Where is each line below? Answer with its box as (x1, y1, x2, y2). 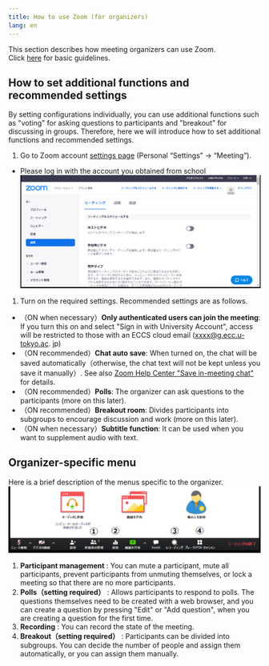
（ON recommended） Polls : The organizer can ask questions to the (19, 387, 244, 396)
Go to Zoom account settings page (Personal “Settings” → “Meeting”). (19, 150, 252, 160)
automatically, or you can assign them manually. (19, 648, 179, 658)
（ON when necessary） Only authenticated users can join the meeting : (19, 312, 261, 322)
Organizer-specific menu (8, 456, 137, 470)
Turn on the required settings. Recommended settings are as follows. (19, 296, 248, 306)
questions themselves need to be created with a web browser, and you (19, 596, 254, 606)
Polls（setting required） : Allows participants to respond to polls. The (19, 587, 255, 596)
